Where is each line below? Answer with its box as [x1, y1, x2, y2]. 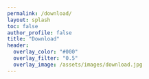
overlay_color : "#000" [13, 49, 78, 56]
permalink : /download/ [7, 10, 72, 17]
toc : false [7, 23, 38, 30]
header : [7, 42, 30, 49]
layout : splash [7, 16, 51, 23]
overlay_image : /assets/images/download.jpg [13, 61, 143, 68]
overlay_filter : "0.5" [13, 55, 78, 62]
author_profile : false [7, 29, 72, 36]
